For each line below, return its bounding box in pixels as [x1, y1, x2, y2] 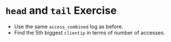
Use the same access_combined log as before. [14, 23, 124, 30]
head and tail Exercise [5, 4, 117, 17]
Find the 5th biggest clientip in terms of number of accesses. [14, 29, 166, 36]
